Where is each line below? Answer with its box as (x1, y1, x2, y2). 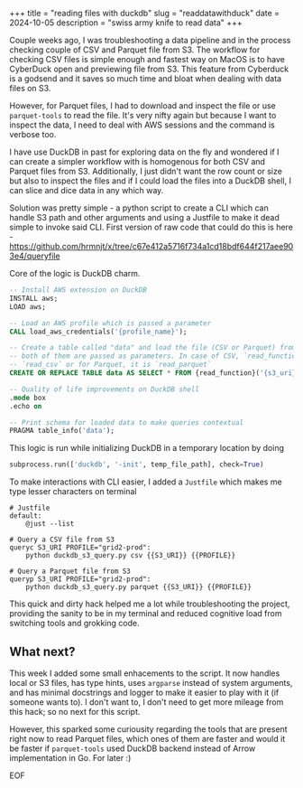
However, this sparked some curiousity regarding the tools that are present (9, 723, 288, 735)
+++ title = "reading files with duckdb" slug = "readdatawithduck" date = (9, 8, 280, 18)
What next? (9, 643, 76, 659)
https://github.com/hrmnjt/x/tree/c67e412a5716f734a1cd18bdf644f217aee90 (9, 241, 294, 251)
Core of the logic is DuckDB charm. (9, 268, 141, 278)
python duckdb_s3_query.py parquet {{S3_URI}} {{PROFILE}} (25, 583, 252, 592)
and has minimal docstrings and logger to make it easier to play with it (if (9, 687, 280, 698)
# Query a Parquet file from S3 (9, 567, 131, 577)
